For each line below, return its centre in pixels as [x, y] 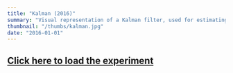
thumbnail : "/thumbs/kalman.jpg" [55, 26]
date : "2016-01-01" [35, 33]
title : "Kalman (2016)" [42, 13]
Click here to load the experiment [80, 60]
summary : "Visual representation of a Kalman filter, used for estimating [118, 20]
